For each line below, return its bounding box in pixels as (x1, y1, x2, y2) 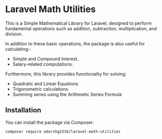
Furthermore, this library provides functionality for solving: (5, 71, 127, 77)
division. (5, 31, 23, 37)
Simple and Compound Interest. (12, 55, 79, 61)
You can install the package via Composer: (5, 119, 94, 125)
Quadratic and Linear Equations (12, 81, 78, 87)
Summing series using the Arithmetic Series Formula (12, 91, 122, 97)
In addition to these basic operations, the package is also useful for (5, 40, 145, 46)
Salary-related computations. (12, 61, 73, 67)
